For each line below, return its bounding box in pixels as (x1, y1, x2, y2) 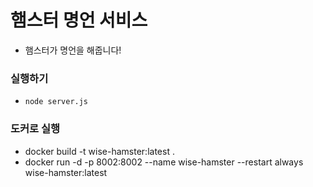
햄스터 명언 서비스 (10, 9, 148, 32)
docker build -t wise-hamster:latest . (24, 145, 175, 157)
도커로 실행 (10, 122, 61, 136)
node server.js (24, 97, 89, 107)
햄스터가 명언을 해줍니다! (24, 44, 122, 56)
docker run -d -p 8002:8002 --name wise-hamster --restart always (24, 156, 304, 168)
